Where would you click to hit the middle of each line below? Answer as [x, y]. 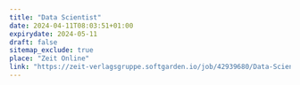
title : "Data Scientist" [55, 17]
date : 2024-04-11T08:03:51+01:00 [71, 26]
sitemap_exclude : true [51, 50]
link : [19, 67]
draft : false [33, 42]
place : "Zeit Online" [50, 58]
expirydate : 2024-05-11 [54, 34]
